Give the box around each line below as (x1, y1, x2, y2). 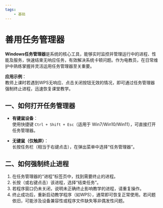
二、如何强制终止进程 (5, 159, 69, 168)
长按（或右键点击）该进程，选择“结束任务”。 (12, 180, 101, 186)
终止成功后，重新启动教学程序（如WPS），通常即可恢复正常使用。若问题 (12, 192, 156, 198)
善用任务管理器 (5, 34, 65, 45)
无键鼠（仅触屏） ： (12, 138, 49, 144)
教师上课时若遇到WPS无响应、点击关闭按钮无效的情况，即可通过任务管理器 (5, 80, 155, 86)
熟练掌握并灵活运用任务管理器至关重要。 (13, 63, 95, 69)
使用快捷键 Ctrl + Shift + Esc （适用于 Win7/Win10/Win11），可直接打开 (12, 121, 156, 127)
